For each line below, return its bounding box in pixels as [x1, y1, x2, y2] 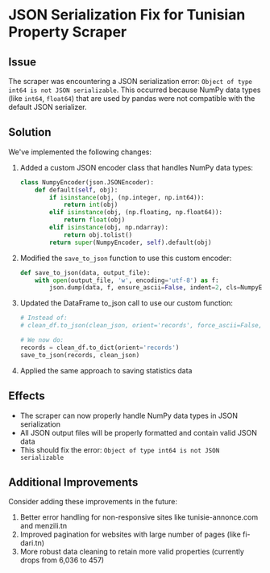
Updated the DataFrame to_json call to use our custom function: [19, 298, 234, 308]
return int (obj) [63, 200, 118, 209]
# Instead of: [19, 314, 68, 322]
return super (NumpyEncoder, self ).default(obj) [49, 238, 212, 246]
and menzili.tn [19, 521, 67, 531]
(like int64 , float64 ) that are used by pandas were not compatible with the [8, 94, 255, 103]
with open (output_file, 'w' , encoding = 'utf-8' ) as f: [35, 276, 219, 284]
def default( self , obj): [35, 186, 118, 194]
